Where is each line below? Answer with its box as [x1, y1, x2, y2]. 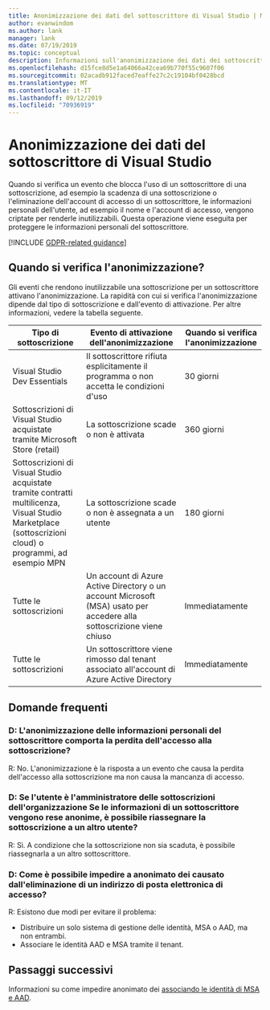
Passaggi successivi [8, 963, 114, 976]
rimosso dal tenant [85, 654, 157, 665]
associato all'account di [85, 663, 175, 674]
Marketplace [12, 517, 60, 528]
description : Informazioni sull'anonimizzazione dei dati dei [8, 57, 221, 65]
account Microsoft [85, 590, 155, 601]
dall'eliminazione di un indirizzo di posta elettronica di [8, 878, 223, 890]
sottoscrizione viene [85, 620, 163, 631]
